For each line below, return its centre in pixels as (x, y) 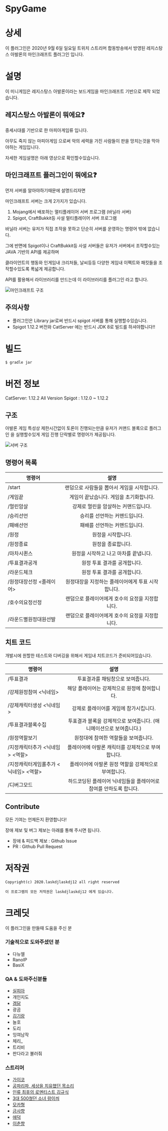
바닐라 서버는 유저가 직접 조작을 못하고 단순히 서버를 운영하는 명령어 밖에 (76, 228)
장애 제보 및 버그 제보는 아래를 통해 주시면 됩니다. (53, 830)
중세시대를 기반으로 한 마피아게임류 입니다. (47, 130)
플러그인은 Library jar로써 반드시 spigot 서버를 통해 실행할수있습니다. (80, 320)
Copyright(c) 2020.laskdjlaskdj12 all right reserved (62, 882)
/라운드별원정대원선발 (32, 619)
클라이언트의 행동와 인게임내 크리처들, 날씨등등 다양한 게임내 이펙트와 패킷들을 (81, 262)
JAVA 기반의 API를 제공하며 (32, 252)
